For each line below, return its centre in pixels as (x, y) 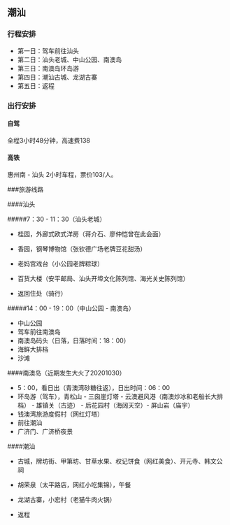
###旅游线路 (26, 189)
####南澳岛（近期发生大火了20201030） (66, 373)
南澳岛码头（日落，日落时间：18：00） (73, 340)
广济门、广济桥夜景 (45, 431)
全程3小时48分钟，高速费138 (49, 140)
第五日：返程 (36, 85)
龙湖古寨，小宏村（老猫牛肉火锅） (66, 500)
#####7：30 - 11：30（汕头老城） (57, 220)
